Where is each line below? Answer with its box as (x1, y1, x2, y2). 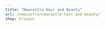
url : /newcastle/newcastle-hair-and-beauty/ (5, 12, 100, 17)
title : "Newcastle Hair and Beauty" (5, 7, 82, 12)
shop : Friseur (5, 16, 35, 21)
